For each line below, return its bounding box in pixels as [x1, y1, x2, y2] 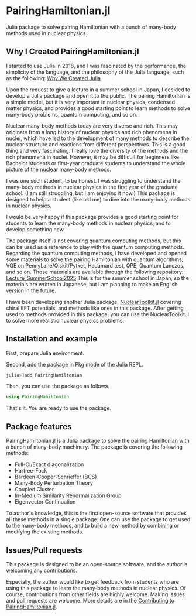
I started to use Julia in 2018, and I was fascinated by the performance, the [6, 62, 186, 69]
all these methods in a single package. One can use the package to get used [6, 516, 191, 523]
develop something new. [6, 225, 66, 232]
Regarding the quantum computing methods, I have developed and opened [6, 249, 187, 256]
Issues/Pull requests [6, 545, 83, 555]
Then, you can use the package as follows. [6, 382, 109, 390]
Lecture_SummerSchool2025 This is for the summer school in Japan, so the [6, 274, 189, 282]
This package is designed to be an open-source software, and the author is [6, 560, 188, 567]
